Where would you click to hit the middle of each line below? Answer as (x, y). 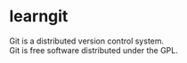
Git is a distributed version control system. (87, 41)
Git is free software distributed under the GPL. (93, 50)
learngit (39, 16)
